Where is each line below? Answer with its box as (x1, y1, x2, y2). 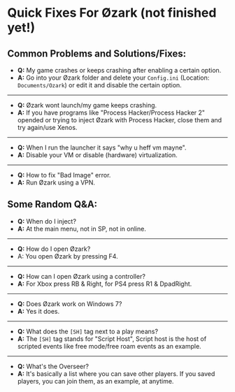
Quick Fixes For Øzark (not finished (7, 5, 217, 21)
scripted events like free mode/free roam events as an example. (17, 342, 201, 350)
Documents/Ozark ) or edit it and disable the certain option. (17, 81, 182, 89)
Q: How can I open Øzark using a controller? (17, 272, 145, 280)
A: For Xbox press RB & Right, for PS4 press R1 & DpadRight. (17, 280, 192, 288)
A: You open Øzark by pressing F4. (17, 252, 118, 260)
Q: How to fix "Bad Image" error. (17, 171, 111, 179)
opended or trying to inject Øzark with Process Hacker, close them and (17, 116, 222, 124)
